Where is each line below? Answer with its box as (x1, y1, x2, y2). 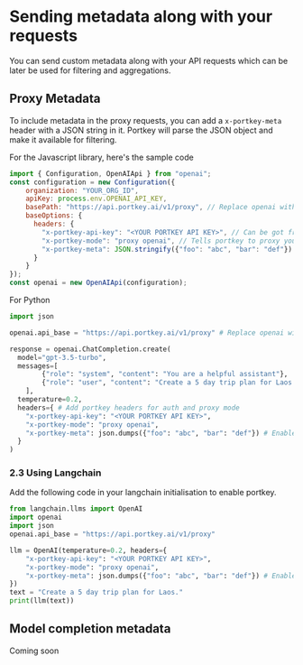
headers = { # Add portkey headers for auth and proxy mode (17, 403, 241, 412)
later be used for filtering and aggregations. (9, 65, 171, 76)
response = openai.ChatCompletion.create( (9, 345, 171, 354)
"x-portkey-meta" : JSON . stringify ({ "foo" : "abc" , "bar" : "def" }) (41, 245, 293, 254)
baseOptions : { (25, 211, 83, 220)
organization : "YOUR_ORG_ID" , (25, 186, 140, 195)
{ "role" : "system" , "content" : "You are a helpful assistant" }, (41, 370, 289, 379)
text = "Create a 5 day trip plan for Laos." (9, 588, 183, 597)
